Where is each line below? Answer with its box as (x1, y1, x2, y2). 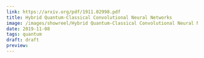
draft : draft (6, 37, 39, 43)
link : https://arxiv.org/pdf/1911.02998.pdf (6, 8, 121, 15)
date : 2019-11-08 (6, 25, 50, 32)
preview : (6, 43, 29, 49)
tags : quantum (6, 31, 42, 37)
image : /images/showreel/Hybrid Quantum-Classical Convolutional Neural (6, 20, 194, 26)
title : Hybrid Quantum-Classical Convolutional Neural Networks (6, 14, 172, 21)
